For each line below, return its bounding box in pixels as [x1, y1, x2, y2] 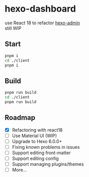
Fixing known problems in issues [12, 144, 80, 150]
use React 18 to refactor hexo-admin [5, 20, 80, 26]
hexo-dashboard [5, 3, 76, 15]
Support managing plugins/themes [12, 161, 84, 167]
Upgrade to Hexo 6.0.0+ [12, 138, 62, 144]
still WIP [5, 25, 22, 31]
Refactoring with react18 [12, 127, 63, 133]
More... [12, 167, 27, 173]
